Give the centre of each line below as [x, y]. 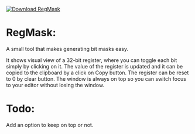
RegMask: [31, 33]
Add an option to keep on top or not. [50, 125]
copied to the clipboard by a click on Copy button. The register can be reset [97, 73]
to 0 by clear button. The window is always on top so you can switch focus [96, 78]
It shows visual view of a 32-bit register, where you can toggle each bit [92, 60]
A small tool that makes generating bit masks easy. [67, 49]
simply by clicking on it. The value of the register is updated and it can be [95, 66]
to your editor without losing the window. [55, 85]
